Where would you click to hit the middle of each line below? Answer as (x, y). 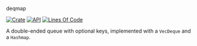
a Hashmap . (18, 37)
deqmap (16, 8)
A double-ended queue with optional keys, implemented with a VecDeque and (98, 31)
